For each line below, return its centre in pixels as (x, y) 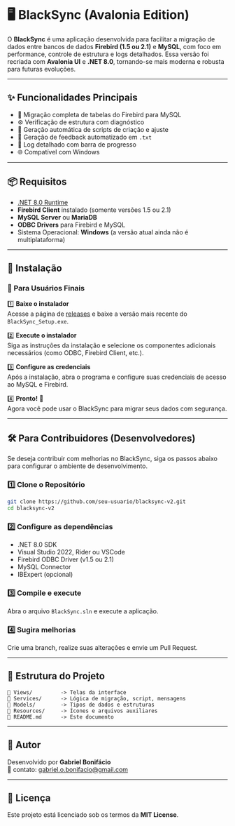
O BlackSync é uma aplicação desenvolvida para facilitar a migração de (111, 39)
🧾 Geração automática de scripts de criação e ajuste (93, 129)
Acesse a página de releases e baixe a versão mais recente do (97, 314)
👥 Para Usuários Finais (46, 288)
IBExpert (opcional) (45, 575)
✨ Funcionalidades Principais (72, 98)
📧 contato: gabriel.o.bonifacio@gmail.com (67, 769)
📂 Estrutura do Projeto (56, 676)
